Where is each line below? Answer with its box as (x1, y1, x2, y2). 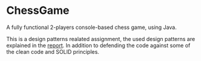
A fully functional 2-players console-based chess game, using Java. (6, 24, 177, 31)
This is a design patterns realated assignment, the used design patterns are (6, 35, 196, 42)
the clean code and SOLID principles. (6, 48, 100, 55)
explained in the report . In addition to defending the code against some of (6, 42, 191, 49)
